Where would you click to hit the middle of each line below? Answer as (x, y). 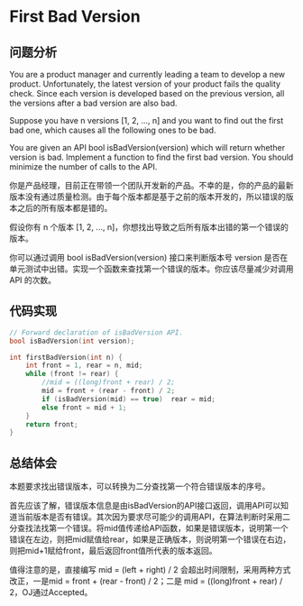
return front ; (52, 424)
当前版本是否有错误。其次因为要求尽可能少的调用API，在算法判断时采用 (150, 517)
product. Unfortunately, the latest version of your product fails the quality (145, 84)
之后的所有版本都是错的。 (64, 208)
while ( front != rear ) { (72, 374)
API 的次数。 (33, 280)
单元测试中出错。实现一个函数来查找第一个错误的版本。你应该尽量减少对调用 (151, 269)
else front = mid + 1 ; (84, 408)
